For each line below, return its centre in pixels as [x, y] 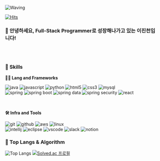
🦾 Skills [14, 67]
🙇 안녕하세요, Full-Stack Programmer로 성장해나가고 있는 [70, 30]
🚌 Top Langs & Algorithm [35, 142]
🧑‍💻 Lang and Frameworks [32, 78]
